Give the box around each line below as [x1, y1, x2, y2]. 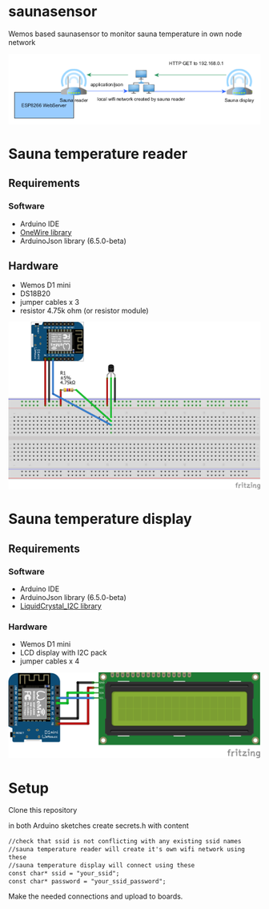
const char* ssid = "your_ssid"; [8, 870, 120, 878]
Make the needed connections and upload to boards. [8, 891, 183, 901]
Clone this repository [8, 806, 78, 815]
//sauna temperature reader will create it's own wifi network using [8, 846, 246, 854]
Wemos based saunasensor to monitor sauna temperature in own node [8, 29, 243, 39]
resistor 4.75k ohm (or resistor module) [19, 306, 150, 315]
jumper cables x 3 [19, 298, 80, 307]
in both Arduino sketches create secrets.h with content [8, 821, 190, 830]
